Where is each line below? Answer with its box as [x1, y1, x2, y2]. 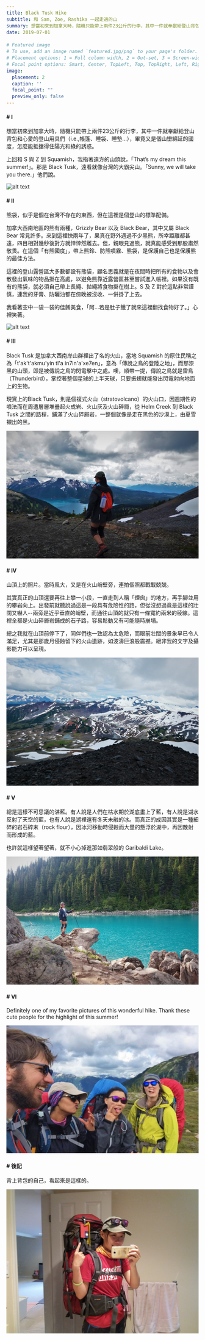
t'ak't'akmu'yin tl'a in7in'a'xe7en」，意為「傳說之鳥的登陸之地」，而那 [16, 359, 189, 367]
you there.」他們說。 [6, 171, 59, 178]
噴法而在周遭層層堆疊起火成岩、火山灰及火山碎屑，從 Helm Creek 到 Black [6, 403, 193, 410]
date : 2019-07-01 [6, 29, 51, 35]
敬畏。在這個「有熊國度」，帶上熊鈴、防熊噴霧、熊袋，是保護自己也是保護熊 [6, 247, 196, 254]
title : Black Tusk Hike [6, 10, 67, 16]
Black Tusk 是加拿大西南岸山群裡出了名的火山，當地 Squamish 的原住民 [6, 351, 186, 359]
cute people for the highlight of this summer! [6, 1013, 118, 1020]
